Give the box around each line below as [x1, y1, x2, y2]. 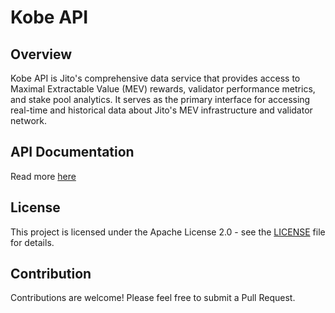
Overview [10, 46, 73, 63]
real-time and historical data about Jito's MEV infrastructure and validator [10, 104, 313, 116]
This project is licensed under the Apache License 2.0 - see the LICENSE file [10, 226, 326, 238]
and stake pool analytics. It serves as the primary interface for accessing [10, 94, 311, 105]
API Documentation [10, 144, 135, 161]
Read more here [10, 170, 77, 182]
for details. [10, 236, 55, 248]
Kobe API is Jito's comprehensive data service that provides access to [10, 72, 301, 84]
